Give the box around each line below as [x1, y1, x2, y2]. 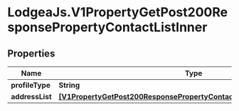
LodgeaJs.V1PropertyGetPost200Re [7, 4, 228, 21]
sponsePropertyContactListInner [7, 19, 208, 35]
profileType [11, 81, 51, 90]
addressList [11, 92, 52, 101]
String [58, 81, 80, 90]
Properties [7, 47, 55, 59]
